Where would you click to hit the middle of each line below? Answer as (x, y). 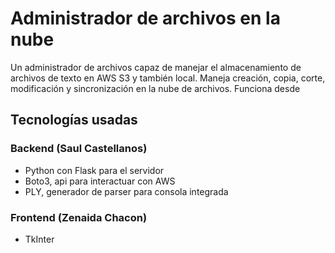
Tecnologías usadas (74, 120)
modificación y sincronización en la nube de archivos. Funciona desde (155, 88)
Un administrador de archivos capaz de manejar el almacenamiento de (156, 67)
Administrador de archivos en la (145, 18)
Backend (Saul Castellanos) (79, 149)
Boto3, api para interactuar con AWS (100, 181)
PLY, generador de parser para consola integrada (126, 191)
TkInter (39, 239)
